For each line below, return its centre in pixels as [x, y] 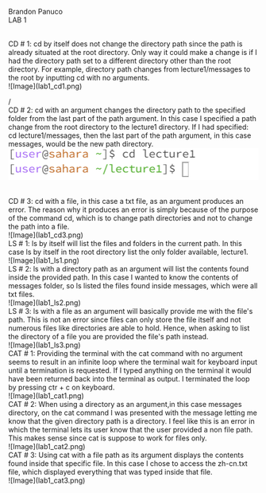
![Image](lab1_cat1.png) [46, 395]
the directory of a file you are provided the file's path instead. [108, 336]
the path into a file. [39, 226]
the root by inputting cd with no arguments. [79, 78]
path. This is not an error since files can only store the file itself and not [125, 319]
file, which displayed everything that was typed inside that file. [110, 471]
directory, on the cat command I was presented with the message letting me [133, 413]
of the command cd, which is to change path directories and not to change [130, 217]
